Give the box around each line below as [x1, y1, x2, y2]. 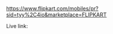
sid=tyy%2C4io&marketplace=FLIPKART [6, 11, 107, 18]
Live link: [6, 23, 28, 29]
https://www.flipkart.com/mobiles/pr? [6, 5, 99, 12]
